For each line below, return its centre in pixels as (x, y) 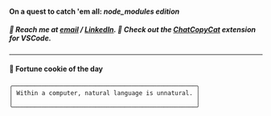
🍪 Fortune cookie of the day (56, 69)
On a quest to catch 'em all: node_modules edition (94, 11)
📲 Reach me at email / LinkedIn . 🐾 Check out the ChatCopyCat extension (133, 30)
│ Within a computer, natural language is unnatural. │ (105, 93)
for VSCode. (30, 38)
